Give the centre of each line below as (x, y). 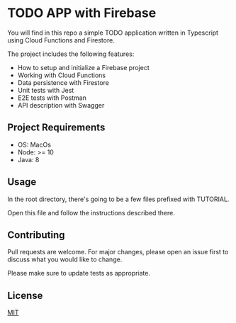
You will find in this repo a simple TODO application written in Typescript (113, 33)
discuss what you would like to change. (65, 259)
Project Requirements (56, 128)
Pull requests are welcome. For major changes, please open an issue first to (118, 252)
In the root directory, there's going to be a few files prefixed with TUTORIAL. (118, 199)
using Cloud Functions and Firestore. (61, 40)
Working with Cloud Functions (62, 75)
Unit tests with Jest (46, 90)
